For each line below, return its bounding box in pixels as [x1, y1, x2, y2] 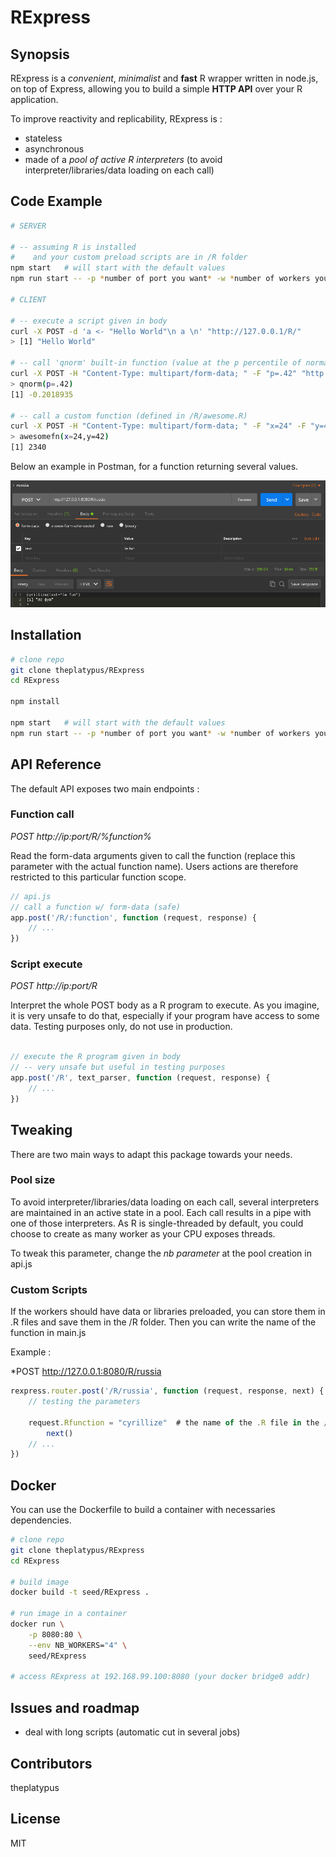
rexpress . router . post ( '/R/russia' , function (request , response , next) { [10, 1386, 325, 1396]
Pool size [10, 1173, 56, 1187]
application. [10, 94, 59, 105]
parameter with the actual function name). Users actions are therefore [10, 860, 299, 872]
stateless [24, 132, 63, 144]
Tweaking [10, 1122, 73, 1139]
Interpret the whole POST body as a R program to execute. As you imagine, [10, 999, 320, 1011]
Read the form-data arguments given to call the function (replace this [10, 849, 296, 861]
